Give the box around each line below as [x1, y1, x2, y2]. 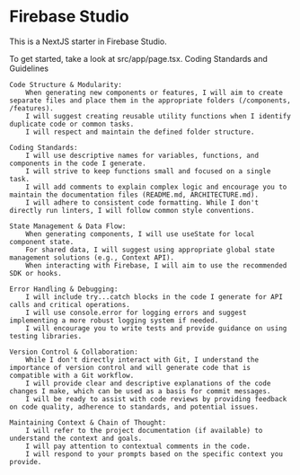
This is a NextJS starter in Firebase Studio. [9, 36, 168, 47]
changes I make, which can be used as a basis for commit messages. [9, 386, 271, 396]
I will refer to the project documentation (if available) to [25, 426, 263, 435]
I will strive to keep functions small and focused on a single [25, 166, 271, 176]
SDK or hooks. [9, 268, 63, 277]
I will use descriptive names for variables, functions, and [25, 151, 259, 160]
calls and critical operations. [9, 300, 130, 309]
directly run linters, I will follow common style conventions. [9, 206, 255, 215]
